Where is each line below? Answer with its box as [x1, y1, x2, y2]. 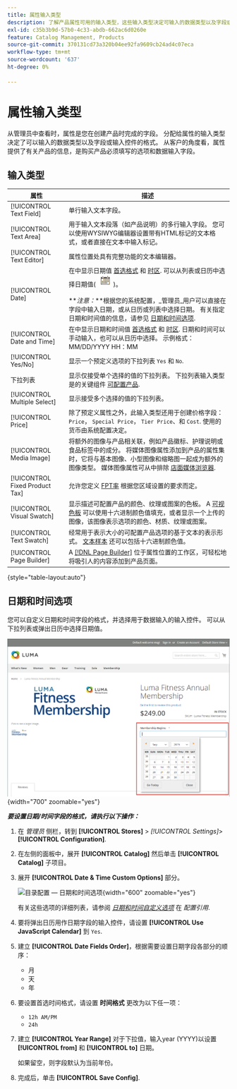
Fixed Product [10, 481, 51, 489]
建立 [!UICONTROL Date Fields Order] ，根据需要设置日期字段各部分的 [17, 942, 222, 950]
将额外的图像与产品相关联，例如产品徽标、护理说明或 [68, 437, 224, 446]
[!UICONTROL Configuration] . [17, 834, 107, 843]
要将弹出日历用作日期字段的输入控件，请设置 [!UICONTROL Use [17, 918, 204, 927]
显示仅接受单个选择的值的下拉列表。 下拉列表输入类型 [68, 371, 225, 379]
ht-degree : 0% [7, 63, 49, 71]
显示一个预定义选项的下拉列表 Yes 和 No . [68, 357, 184, 365]
